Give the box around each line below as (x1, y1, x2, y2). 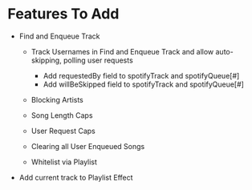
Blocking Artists (30, 95, 83, 104)
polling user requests (63, 55, 133, 65)
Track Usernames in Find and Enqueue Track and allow (30, 46, 214, 56)
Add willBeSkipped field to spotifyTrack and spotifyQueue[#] (43, 79, 244, 89)
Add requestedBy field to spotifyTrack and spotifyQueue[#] (43, 71, 240, 80)
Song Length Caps (30, 110, 93, 120)
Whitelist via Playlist (30, 157, 98, 167)
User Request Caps (30, 126, 96, 135)
